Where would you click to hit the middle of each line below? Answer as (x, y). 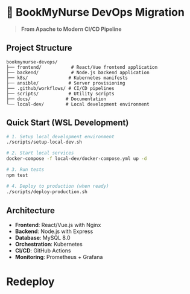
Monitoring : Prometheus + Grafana (59, 257)
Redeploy (30, 282)
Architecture (31, 210)
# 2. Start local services (40, 153)
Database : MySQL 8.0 (43, 238)
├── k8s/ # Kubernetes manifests (67, 78)
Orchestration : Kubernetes (49, 244)
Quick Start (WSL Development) (68, 123)
